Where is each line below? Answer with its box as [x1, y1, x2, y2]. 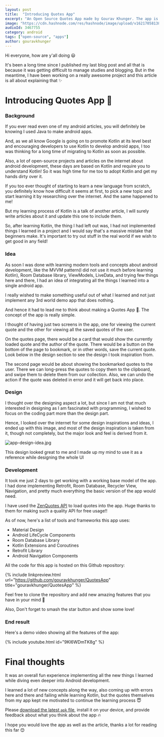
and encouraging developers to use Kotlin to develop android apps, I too [5, 143, 150, 149]
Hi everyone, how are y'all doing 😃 [5, 52, 76, 58]
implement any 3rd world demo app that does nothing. [5, 297, 115, 303]
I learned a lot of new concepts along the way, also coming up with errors [5, 687, 153, 693]
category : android [5, 30, 42, 35]
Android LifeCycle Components [12, 532, 76, 538]
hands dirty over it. [5, 174, 43, 179]
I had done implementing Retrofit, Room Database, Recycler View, [5, 483, 137, 489]
